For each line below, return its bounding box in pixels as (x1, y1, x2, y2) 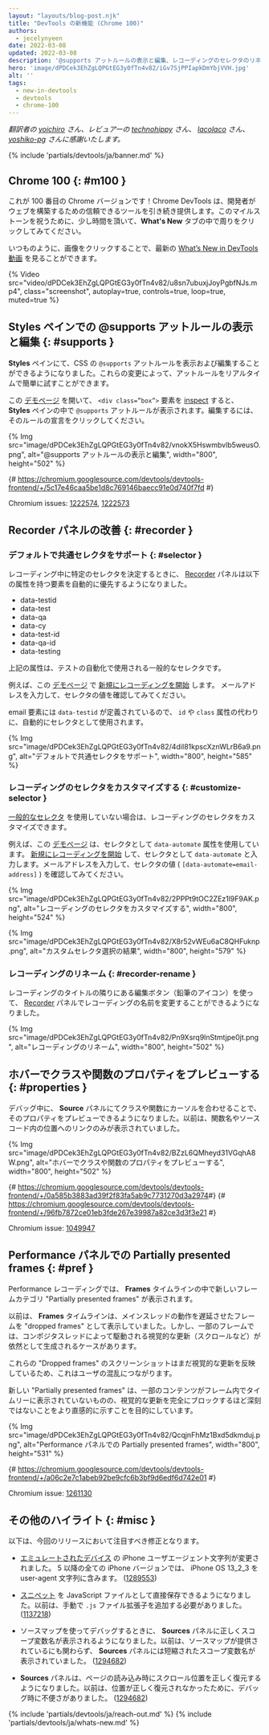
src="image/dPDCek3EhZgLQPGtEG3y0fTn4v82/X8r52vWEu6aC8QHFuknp (8, 937, 260, 946)
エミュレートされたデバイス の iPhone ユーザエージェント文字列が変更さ (19, 1553, 259, 1563)
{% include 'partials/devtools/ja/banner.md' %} (8, 150, 165, 161)
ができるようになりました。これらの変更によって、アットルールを (8, 368, 226, 378)
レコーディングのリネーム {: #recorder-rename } (8, 968, 197, 979)
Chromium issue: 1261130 (8, 1488, 92, 1498)
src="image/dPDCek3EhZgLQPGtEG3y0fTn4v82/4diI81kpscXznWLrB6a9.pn (8, 742, 261, 752)
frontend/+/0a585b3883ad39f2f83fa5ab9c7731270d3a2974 (8, 1190, 209, 1200)
